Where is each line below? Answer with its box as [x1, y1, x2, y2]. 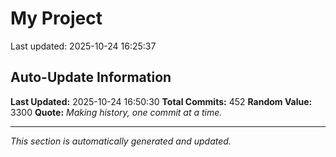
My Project [10, 7, 103, 30]
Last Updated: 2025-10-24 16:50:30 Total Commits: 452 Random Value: [10, 95, 313, 107]
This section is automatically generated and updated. [10, 135, 232, 147]
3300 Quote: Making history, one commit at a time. [10, 106, 223, 118]
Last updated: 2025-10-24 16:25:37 [10, 40, 157, 52]
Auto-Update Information [10, 69, 172, 86]
